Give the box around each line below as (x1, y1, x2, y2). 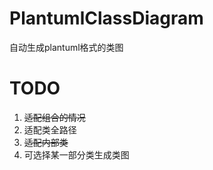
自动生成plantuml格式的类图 (9, 41, 124, 53)
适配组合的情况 (23, 111, 86, 123)
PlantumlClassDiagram (9, 7, 204, 30)
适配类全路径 (23, 123, 77, 136)
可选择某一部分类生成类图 (23, 148, 130, 161)
